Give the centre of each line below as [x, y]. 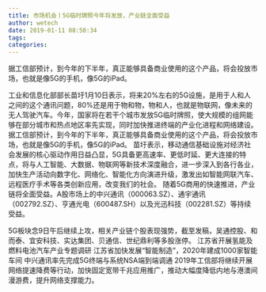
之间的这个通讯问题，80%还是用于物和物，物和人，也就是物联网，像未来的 [131, 105]
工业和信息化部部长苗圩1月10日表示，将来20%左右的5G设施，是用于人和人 [130, 95]
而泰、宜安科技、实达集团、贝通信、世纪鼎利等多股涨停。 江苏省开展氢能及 [131, 241]
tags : [17, 38]
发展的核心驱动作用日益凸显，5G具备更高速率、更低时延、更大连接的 [127, 154]
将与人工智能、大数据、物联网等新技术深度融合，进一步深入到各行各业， [140, 165]
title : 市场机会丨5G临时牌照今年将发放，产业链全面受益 [89, 15]
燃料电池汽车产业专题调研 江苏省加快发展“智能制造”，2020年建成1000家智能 [133, 251]
